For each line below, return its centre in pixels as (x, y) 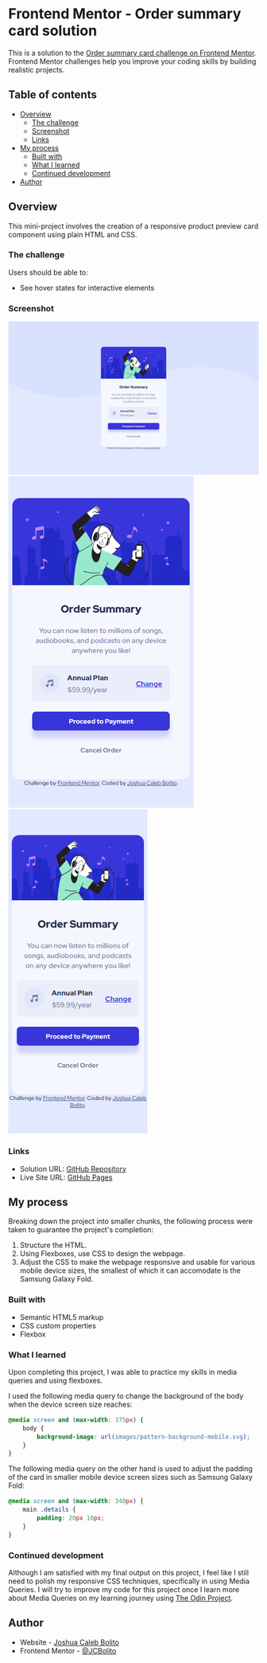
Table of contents (52, 95)
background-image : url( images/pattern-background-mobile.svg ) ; (143, 1437)
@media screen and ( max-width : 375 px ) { (76, 1420)
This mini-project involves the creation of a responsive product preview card (133, 226)
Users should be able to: (48, 272)
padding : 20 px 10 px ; (71, 1518)
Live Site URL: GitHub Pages (66, 1177)
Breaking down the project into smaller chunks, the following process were (130, 1221)
